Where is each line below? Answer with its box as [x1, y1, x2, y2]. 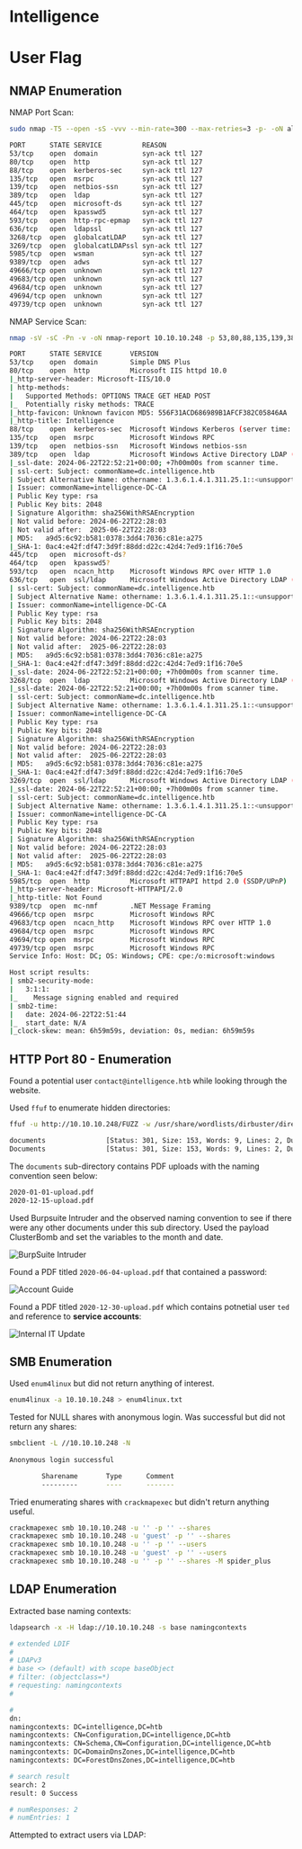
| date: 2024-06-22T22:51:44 [9, 1010, 127, 1019]
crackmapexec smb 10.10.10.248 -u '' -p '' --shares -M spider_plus [9, 1557, 271, 1566]
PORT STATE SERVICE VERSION [9, 349, 159, 359]
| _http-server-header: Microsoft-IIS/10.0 [9, 375, 171, 384]
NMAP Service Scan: [9, 316, 87, 327]
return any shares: [9, 1422, 77, 1432]
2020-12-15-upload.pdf [9, 1196, 94, 1205]
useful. [9, 1505, 35, 1517]
